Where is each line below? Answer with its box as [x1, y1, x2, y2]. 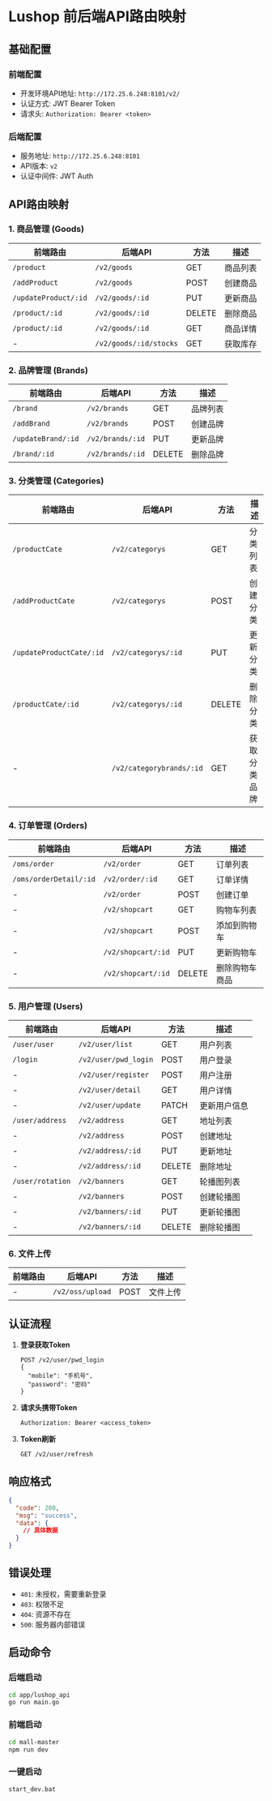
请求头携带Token [19, 1403, 78, 1413]
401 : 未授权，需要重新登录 [19, 1589, 107, 1598]
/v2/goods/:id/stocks [95, 338, 179, 348]
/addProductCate [12, 597, 75, 606]
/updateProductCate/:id [12, 648, 104, 658]
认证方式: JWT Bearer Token [19, 98, 116, 108]
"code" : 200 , [15, 1503, 60, 1512]
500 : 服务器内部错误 [19, 1619, 86, 1629]
